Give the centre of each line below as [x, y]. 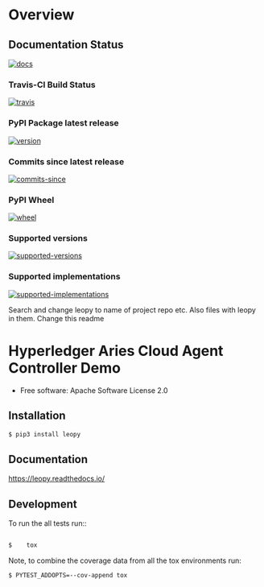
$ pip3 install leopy [45, 434]
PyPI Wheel [31, 200]
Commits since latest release [66, 161]
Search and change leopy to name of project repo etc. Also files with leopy [132, 310]
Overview [41, 15]
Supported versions [48, 238]
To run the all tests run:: [47, 523]
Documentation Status [66, 45]
